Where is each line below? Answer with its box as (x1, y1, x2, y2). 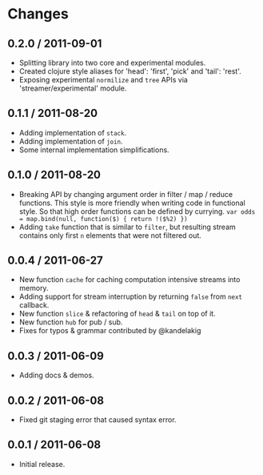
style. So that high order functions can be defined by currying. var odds (18, 206, 256, 216)
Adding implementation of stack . (18, 127, 127, 137)
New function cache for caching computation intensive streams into (18, 275, 241, 284)
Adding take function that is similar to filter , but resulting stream (18, 222, 237, 231)
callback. (18, 300, 50, 310)
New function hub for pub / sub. (18, 317, 123, 327)
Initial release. (18, 459, 66, 469)
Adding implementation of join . (18, 136, 123, 146)
